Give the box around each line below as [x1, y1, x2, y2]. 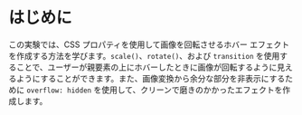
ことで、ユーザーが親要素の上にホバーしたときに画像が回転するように [15, 62, 278, 72]
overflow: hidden [25, 86, 92, 95]
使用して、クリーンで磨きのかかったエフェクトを [101, 84, 283, 95]
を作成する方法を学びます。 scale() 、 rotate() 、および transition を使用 [8, 50, 280, 61]
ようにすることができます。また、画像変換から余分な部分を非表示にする [15, 72, 286, 83]
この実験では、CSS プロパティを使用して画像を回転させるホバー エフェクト [8, 39, 290, 50]
